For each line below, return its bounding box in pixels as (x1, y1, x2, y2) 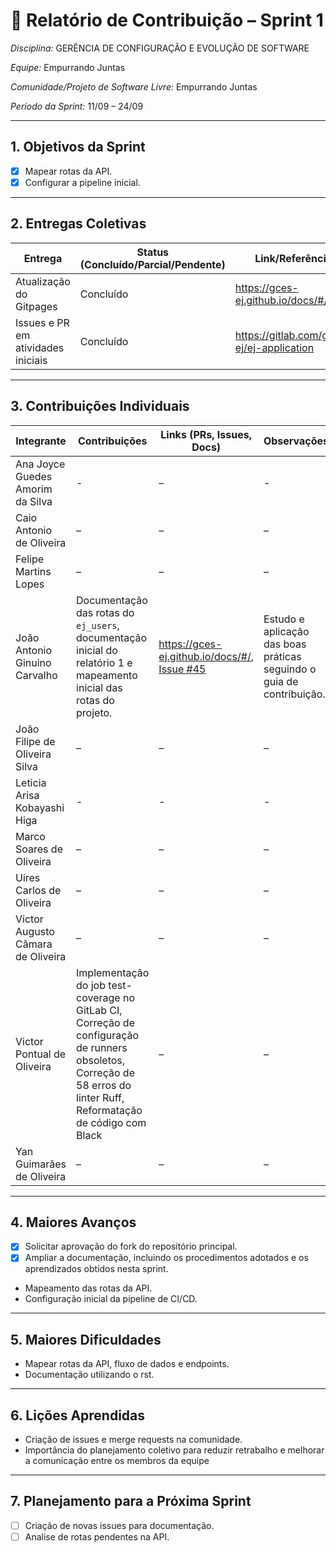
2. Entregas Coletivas (10, 215, 147, 233)
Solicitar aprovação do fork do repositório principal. (24, 1240, 238, 1253)
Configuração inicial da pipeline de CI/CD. (24, 1293, 198, 1305)
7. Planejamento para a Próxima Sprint (10, 1493, 252, 1510)
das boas (263, 637, 307, 651)
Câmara (15, 937, 53, 951)
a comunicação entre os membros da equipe (24, 1455, 210, 1467)
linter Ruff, (76, 1090, 125, 1104)
